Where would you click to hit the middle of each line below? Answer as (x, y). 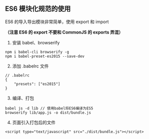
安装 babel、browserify (36, 42)
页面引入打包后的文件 (34, 122)
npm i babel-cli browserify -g (37, 52)
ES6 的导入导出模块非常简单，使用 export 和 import (57, 22)
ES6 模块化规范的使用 (38, 9)
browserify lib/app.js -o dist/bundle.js (48, 112)
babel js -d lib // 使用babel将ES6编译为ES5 (49, 108)
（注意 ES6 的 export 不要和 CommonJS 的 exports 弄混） (64, 32)
